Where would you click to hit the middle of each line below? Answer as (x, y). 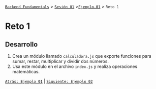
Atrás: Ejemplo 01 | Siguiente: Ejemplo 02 (49, 81)
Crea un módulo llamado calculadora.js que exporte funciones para (82, 56)
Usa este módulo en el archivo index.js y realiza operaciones (75, 67)
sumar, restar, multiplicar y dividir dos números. (61, 61)
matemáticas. (26, 72)
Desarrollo (21, 44)
